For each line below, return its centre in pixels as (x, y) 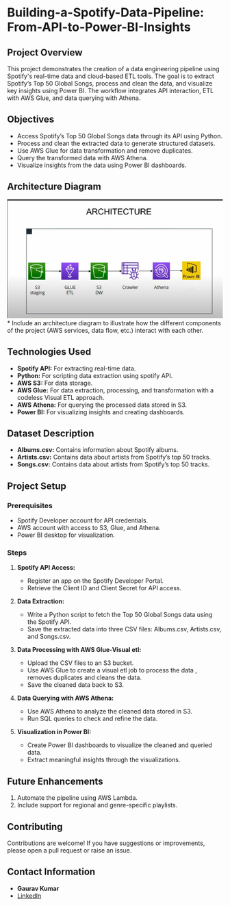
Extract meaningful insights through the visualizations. (104, 760)
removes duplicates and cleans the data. (85, 678)
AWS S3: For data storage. (55, 383)
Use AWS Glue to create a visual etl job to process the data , (112, 670)
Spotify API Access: (46, 568)
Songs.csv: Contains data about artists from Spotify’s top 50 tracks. (113, 464)
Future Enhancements (55, 781)
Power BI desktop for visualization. (66, 535)
